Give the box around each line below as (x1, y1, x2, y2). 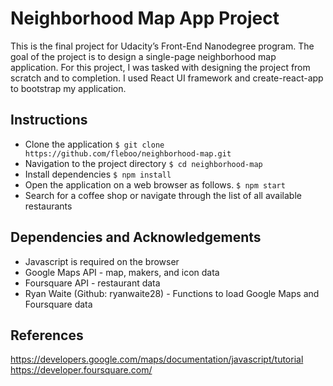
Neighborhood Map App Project (10, 7, 280, 30)
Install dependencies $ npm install (24, 168, 172, 180)
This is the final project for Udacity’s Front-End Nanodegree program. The (10, 40, 315, 52)
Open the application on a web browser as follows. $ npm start (24, 178, 286, 191)
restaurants (24, 200, 73, 212)
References (10, 327, 84, 344)
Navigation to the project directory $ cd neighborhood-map (24, 157, 263, 169)
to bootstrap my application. (10, 82, 127, 94)
